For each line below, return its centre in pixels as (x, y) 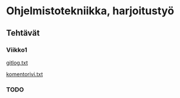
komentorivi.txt (25, 74)
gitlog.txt (17, 62)
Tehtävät (23, 33)
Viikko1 (17, 50)
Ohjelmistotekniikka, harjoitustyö (90, 11)
